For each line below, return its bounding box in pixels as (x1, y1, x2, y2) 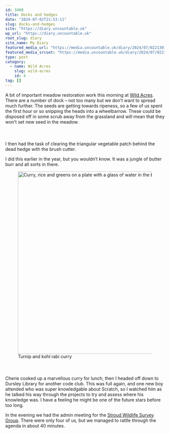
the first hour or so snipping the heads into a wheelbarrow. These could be (5, 108, 161, 114)
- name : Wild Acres (10, 64, 51, 69)
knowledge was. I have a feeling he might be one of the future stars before (5, 397, 161, 403)
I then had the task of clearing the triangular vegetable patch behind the (5, 140, 155, 147)
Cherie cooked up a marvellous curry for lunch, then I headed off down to (5, 375, 159, 381)
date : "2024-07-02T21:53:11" (5, 17, 67, 22)
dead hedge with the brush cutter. (5, 146, 76, 152)
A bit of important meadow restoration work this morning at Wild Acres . (5, 92, 154, 98)
